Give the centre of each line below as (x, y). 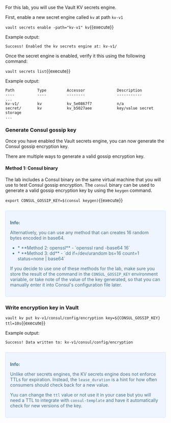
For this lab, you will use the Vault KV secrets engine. (61, 7)
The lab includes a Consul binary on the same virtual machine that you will (83, 179)
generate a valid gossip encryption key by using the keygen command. (79, 190)
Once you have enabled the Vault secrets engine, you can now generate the (85, 141)
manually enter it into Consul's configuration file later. (66, 285)
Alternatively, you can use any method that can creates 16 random (79, 232)
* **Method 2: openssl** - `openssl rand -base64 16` (74, 247)
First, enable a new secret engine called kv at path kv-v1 (64, 17)
